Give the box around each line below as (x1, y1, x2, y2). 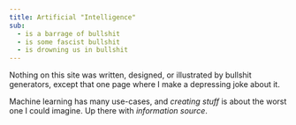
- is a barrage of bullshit (17, 29, 121, 38)
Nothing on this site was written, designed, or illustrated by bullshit (9, 70, 252, 80)
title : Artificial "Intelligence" (9, 12, 137, 22)
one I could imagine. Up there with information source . (9, 106, 208, 116)
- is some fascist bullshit (17, 37, 121, 47)
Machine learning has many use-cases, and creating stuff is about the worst (9, 96, 287, 107)
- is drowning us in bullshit (17, 46, 128, 55)
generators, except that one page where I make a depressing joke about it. (9, 79, 280, 90)
